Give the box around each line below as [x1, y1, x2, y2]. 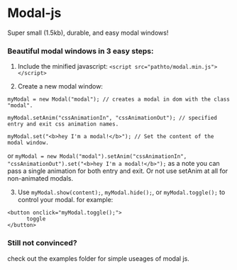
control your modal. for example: [17, 196, 114, 204]
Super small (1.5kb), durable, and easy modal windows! [7, 28, 169, 37]
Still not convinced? [7, 238, 77, 248]
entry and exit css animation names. [7, 120, 119, 128]
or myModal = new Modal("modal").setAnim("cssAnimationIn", [7, 152, 187, 160]
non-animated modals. [7, 174, 74, 183]
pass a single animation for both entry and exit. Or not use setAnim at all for [7, 167, 228, 175]
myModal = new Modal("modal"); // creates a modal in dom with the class [7, 96, 231, 103]
